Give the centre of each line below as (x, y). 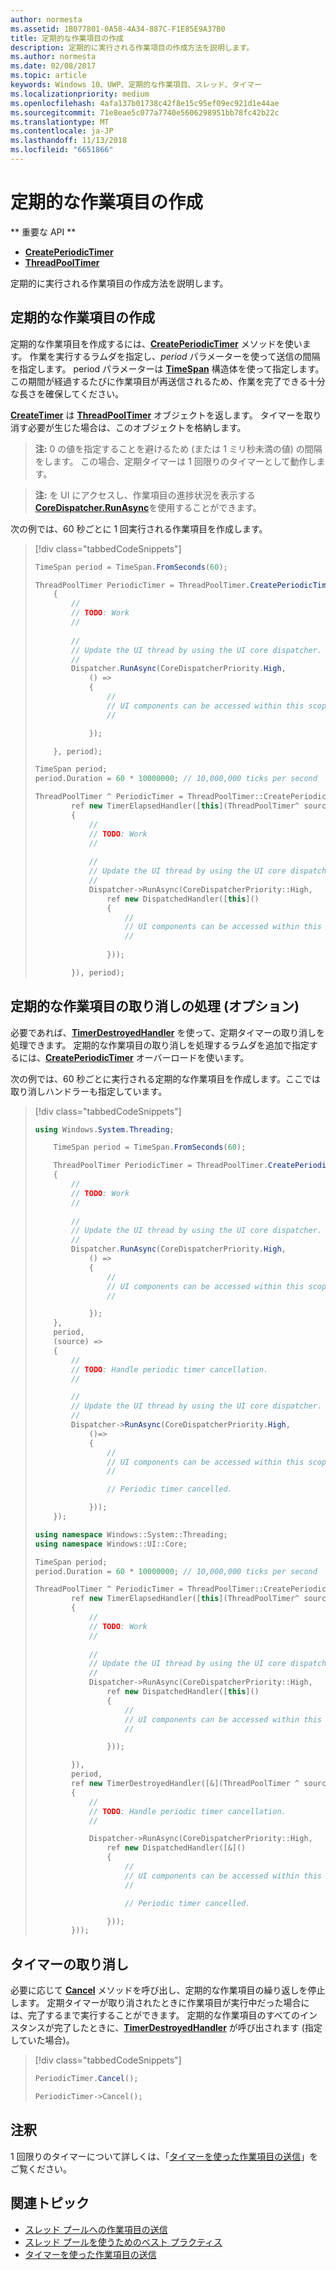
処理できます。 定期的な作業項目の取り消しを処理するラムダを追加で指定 (160, 1045)
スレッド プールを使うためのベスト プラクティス (123, 2242)
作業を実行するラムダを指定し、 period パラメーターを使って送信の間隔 (175, 356)
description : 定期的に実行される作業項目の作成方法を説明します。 (132, 47)
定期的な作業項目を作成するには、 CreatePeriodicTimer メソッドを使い (156, 343)
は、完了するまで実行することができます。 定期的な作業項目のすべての (155, 2015)
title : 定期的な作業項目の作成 (67, 38)
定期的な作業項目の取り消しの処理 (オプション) (155, 1006)
